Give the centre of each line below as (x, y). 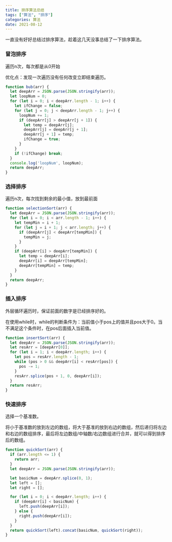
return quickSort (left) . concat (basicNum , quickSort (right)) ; (77, 530)
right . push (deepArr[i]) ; (45, 516)
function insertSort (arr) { (35, 338)
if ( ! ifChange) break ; (39, 153)
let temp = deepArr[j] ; (49, 125)
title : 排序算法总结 (25, 10)
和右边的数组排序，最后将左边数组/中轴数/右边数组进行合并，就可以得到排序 (85, 434)
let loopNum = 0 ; (28, 96)
